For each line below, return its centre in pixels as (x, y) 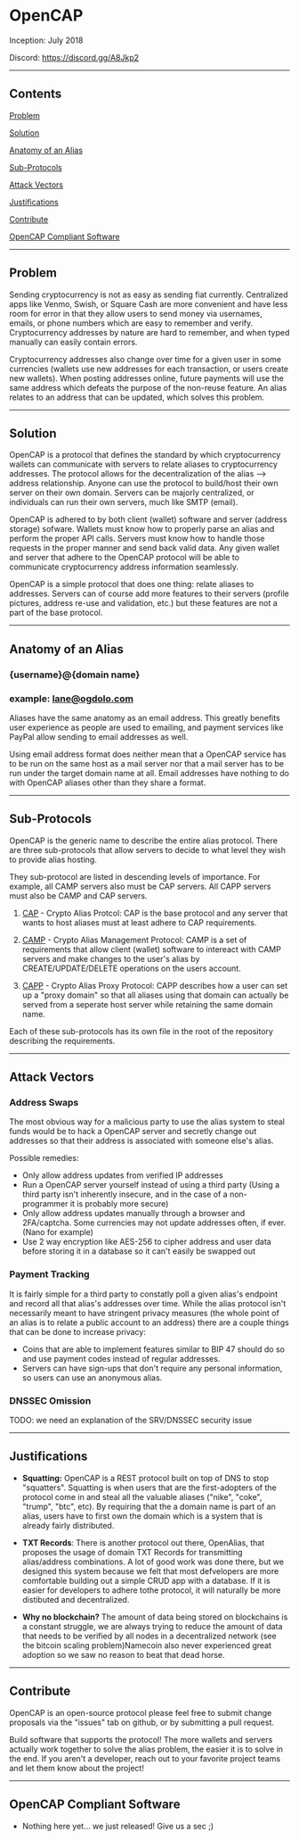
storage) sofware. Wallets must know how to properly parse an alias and (142, 529)
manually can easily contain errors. (73, 342)
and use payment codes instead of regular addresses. (121, 1358)
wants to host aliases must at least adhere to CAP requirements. (139, 922)
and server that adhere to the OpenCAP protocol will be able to (125, 558)
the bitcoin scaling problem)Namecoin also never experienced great (147, 1645)
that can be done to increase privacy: (78, 1331)
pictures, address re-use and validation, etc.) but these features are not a (143, 603)
